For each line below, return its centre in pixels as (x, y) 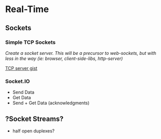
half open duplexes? (33, 131)
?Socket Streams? (34, 119)
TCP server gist (21, 68)
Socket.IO (18, 81)
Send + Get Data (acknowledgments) (51, 103)
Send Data (23, 92)
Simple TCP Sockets (30, 42)
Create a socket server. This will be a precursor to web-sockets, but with (81, 53)
